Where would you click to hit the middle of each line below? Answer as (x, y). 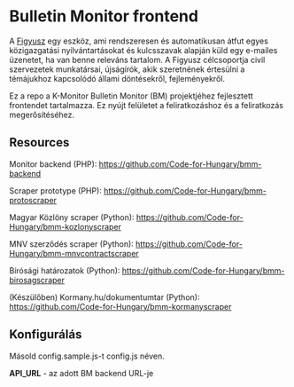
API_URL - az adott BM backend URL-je (81, 373)
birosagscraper (37, 280)
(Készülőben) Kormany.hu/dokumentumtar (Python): (104, 297)
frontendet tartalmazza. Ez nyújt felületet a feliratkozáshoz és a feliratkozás (146, 105)
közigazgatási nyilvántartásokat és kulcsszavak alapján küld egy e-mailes (143, 50)
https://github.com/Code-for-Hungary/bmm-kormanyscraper (120, 306)
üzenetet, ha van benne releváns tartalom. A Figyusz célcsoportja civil (137, 59)
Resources (39, 142)
